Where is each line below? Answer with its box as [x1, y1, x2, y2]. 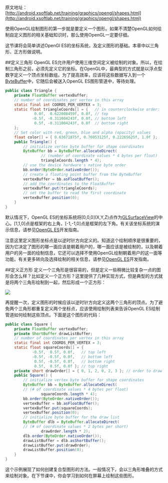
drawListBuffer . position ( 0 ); [23, 447, 84, 452]
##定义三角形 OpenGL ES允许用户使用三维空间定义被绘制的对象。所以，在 [5, 60, 158, 65]
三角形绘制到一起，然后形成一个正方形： [22, 279, 106, 285]
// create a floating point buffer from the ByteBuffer [23, 172, 142, 177]
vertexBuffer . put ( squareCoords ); [23, 405, 93, 410]
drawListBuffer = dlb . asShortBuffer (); [23, 438, 106, 443]
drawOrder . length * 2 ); [40, 428, 91, 434]
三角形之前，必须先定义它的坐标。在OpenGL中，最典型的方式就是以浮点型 [9, 66, 162, 72]
